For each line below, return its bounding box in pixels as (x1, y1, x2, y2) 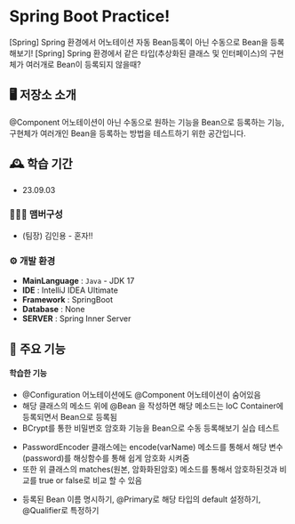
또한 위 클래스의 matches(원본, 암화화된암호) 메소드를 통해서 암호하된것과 (21, 464, 278, 474)
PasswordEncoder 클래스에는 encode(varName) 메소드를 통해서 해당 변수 (21, 441, 283, 452)
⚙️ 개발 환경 (9, 254, 56, 267)
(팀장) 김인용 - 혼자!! (21, 230, 93, 241)
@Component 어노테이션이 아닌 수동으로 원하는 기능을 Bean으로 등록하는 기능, (9, 117, 284, 127)
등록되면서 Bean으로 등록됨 (21, 411, 118, 422)
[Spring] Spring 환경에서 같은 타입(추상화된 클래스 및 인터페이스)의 (35, 47, 268, 59)
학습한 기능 (9, 367, 47, 379)
